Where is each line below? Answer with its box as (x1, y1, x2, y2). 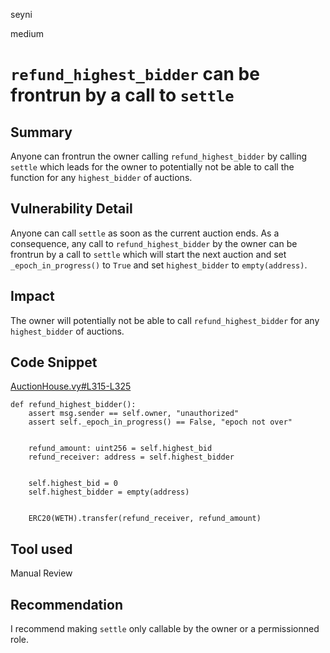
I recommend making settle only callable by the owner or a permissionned (10, 623, 320, 635)
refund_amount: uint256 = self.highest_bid (28, 444, 213, 454)
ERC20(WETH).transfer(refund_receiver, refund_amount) (28, 514, 262, 524)
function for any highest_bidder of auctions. (10, 172, 193, 183)
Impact (10, 288, 55, 305)
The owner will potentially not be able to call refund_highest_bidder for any (10, 314, 320, 326)
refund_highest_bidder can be (10, 63, 260, 86)
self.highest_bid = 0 (28, 479, 118, 489)
